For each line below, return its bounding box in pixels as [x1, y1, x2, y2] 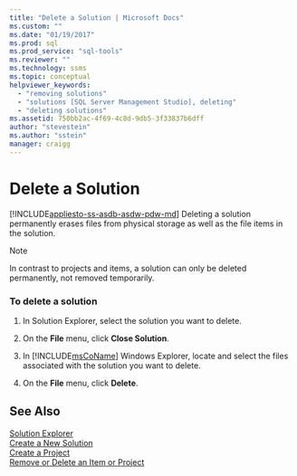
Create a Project [9, 447, 71, 458]
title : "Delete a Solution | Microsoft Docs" [9, 13, 184, 23]
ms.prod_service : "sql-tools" [9, 47, 124, 56]
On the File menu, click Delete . [22, 377, 139, 388]
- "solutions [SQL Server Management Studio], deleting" [17, 97, 237, 107]
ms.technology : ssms [9, 64, 88, 73]
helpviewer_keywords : [9, 81, 91, 90]
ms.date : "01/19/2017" [9, 30, 95, 39]
